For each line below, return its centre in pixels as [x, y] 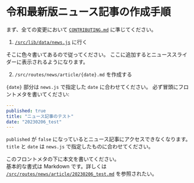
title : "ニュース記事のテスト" [40, 116]
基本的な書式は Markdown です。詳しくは [57, 167]
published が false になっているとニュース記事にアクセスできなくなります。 [98, 139]
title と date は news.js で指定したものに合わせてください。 [80, 147]
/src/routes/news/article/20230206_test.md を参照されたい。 [82, 174]
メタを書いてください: [43, 94]
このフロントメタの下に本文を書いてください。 [63, 159]
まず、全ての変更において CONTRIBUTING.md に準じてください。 [81, 29]
